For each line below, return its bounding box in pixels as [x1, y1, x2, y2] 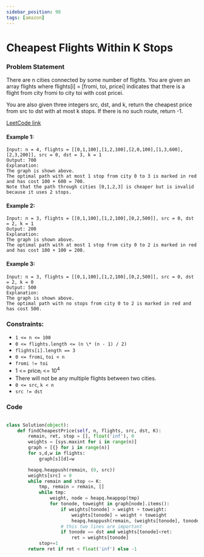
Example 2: [6, 202, 35, 209]
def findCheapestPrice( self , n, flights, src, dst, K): [17, 427, 162, 434]
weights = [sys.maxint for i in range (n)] [28, 439, 137, 445]
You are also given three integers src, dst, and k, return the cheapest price [6, 101, 192, 108]
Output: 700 [6, 157, 36, 164]
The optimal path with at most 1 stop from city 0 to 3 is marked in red [6, 173, 197, 179]
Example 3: [6, 260, 35, 268]
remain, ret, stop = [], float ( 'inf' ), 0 [28, 433, 135, 440]
